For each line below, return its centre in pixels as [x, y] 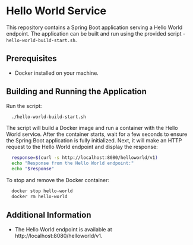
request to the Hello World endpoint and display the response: [82, 147]
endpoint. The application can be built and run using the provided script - [96, 33]
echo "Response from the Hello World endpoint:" [73, 163]
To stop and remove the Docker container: [58, 180]
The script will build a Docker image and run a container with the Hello [92, 128]
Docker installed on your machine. [57, 73]
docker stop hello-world [42, 191]
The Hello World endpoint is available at [64, 229]
